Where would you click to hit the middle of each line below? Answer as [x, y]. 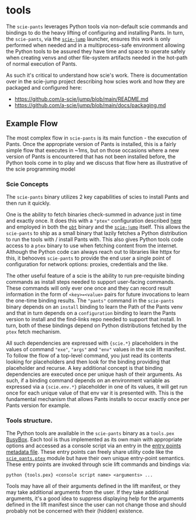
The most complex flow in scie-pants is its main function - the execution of [97, 138]
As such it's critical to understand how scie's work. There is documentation [97, 75]
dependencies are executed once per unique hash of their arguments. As [94, 374]
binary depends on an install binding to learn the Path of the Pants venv [94, 307]
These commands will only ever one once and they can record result [89, 288]
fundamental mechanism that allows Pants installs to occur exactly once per [98, 399]
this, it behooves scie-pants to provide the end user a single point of [89, 258]
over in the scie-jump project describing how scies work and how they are [96, 81]
